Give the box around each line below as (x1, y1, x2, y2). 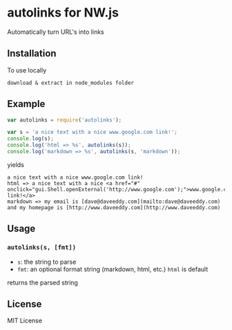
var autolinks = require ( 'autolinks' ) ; (7, 116, 122, 124)
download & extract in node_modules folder (7, 79, 135, 86)
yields (7, 160, 24, 168)
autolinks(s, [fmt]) (7, 244, 77, 251)
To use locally (7, 66, 47, 74)
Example (7, 98, 46, 110)
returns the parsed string (7, 278, 78, 287)
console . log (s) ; (7, 135, 54, 142)
